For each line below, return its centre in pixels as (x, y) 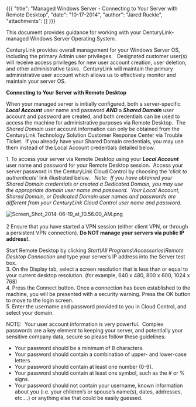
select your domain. (30, 313)
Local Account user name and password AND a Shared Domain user (90, 110)
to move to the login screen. (40, 300)
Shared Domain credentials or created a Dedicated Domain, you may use (94, 184)
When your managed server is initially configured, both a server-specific (94, 104)
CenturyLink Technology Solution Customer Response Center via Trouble (94, 135)
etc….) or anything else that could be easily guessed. (78, 398)
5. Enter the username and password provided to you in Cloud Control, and (96, 307)
